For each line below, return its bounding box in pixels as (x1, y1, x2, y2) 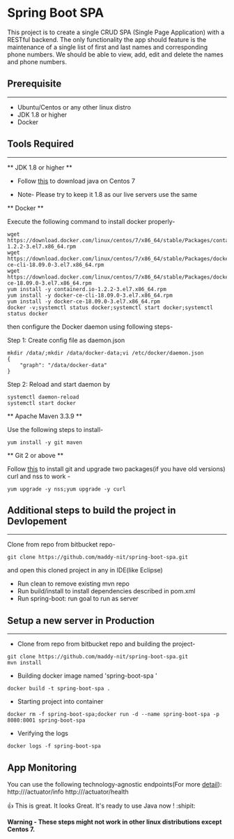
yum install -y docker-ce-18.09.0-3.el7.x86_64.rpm (7, 298, 160, 305)
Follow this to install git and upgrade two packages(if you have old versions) (7, 464, 226, 473)
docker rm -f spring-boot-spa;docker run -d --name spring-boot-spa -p (7, 711, 219, 718)
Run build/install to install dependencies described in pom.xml (17, 587, 196, 595)
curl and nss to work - (7, 472, 71, 480)
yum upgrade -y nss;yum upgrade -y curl (7, 485, 127, 493)
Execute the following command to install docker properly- (7, 217, 175, 225)
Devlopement (7, 515, 68, 527)
